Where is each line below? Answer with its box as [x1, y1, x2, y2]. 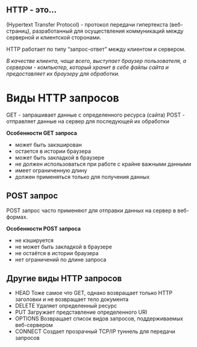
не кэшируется [14, 236, 54, 244]
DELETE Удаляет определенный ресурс [14, 302, 117, 310]
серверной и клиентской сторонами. [6, 33, 101, 41]
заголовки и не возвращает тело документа [14, 296, 129, 303]
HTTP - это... [6, 5, 57, 15]
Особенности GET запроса [6, 129, 77, 137]
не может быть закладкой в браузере [14, 243, 113, 250]
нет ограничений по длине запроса [14, 256, 107, 263]
